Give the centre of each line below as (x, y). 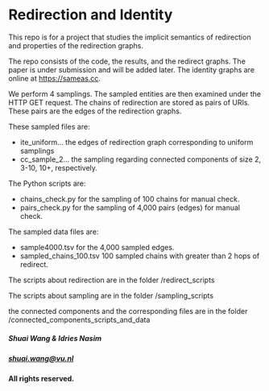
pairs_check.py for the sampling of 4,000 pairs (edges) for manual (130, 208)
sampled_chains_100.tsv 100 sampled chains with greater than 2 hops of (140, 256)
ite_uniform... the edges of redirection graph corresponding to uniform (137, 142)
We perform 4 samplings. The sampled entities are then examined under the (135, 93)
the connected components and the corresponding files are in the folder (128, 311)
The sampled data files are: (54, 232)
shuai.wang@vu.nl (41, 358)
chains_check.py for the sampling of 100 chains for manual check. (130, 199)
